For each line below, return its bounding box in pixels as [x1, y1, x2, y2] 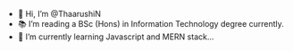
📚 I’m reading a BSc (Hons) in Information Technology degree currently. [17, 19, 284, 29]
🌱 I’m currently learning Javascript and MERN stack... [17, 31, 214, 42]
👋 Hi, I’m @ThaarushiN [17, 9, 101, 19]
